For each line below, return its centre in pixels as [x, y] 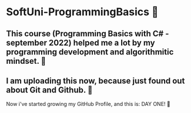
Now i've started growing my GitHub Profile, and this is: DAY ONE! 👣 [88, 104]
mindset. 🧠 [26, 61]
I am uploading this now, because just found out [95, 81]
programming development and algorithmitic [90, 52]
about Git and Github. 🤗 [49, 90]
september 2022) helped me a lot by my [81, 42]
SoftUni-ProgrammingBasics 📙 [82, 12]
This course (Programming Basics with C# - [88, 34]
